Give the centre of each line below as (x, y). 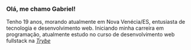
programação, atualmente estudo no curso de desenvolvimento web (90, 35)
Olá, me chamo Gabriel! (41, 9)
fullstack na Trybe (28, 41)
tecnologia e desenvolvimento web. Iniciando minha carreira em (85, 28)
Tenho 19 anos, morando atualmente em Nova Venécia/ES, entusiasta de (96, 22)
